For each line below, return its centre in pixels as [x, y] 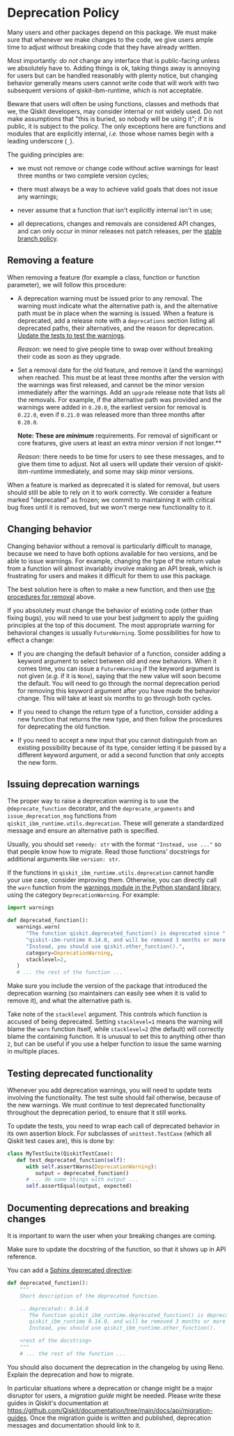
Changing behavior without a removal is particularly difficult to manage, [110, 546]
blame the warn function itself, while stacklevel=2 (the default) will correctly [116, 1029]
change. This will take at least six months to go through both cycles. [115, 698]
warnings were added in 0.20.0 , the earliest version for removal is [112, 407]
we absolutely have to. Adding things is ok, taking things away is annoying [114, 68]
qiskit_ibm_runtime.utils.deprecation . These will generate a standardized [116, 824]
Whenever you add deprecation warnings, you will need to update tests [110, 1090]
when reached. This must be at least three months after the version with [120, 377]
